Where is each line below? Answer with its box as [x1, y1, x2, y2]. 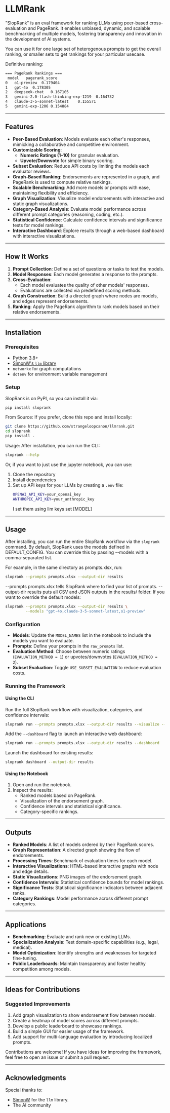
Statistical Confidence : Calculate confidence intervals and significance [12, 216, 162, 223]
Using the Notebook [5, 771, 48, 777]
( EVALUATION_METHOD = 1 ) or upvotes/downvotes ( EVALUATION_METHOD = [12, 654, 158, 660]
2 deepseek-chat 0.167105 [5, 90, 69, 95]
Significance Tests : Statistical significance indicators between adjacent [12, 885, 163, 891]
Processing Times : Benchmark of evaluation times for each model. [12, 858, 153, 864]
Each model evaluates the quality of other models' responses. [20, 282, 149, 288]
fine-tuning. [12, 955, 37, 961]
